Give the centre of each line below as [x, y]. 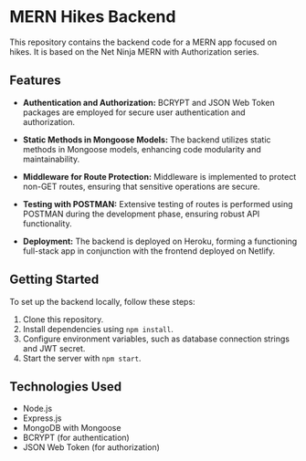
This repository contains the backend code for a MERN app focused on [143, 42]
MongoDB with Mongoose [72, 428]
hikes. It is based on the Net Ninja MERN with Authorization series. [134, 51]
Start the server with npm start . [82, 358]
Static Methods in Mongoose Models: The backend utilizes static [147, 140]
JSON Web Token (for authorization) [91, 447]
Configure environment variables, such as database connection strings [156, 339]
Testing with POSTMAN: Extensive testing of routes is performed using [158, 204]
